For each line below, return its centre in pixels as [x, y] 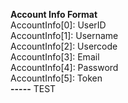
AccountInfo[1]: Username [64, 35]
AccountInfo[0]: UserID [58, 25]
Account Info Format [54, 14]
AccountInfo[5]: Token [56, 78]
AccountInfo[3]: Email [55, 57]
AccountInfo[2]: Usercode [64, 46]
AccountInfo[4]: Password [64, 67]
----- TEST [33, 88]
